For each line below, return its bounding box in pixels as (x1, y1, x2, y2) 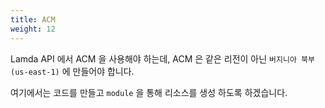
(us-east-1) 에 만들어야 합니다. (10, 65, 135, 77)
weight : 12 (10, 24, 56, 34)
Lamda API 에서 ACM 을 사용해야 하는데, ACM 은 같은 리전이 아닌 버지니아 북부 (10, 52, 315, 65)
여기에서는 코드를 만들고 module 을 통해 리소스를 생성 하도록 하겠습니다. (10, 86, 288, 98)
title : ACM (10, 14, 56, 25)
